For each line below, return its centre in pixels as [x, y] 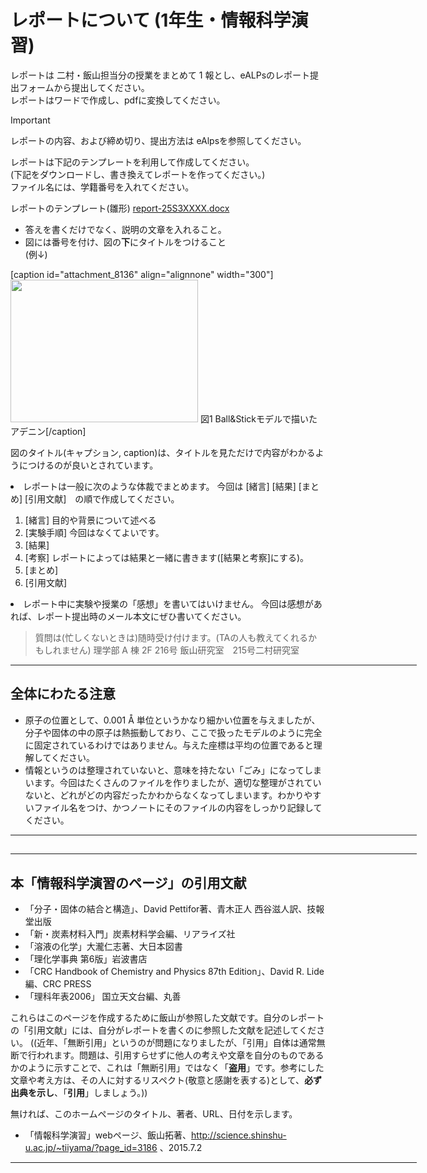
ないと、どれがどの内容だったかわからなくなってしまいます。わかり [164, 795]
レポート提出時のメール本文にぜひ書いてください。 [141, 616]
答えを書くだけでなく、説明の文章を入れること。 [125, 229]
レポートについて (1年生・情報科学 [151, 20]
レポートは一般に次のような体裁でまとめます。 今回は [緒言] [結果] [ [162, 486]
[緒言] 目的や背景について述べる [90, 520]
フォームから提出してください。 [84, 87]
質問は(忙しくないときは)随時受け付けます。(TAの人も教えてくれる [171, 637]
